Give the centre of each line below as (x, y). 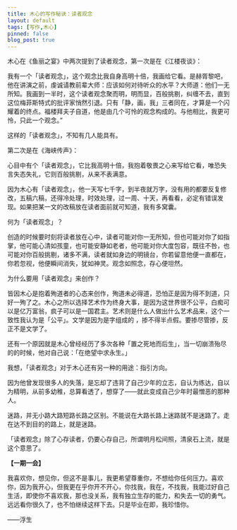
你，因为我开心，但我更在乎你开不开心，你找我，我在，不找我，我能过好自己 (119, 487)
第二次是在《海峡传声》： (43, 151)
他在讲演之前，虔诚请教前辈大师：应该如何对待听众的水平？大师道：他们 (112, 85)
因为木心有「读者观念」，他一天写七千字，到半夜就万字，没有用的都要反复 (114, 189)
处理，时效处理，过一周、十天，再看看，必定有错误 (143, 198)
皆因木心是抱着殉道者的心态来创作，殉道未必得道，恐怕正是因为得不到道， (115, 293)
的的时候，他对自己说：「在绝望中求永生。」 (69, 353)
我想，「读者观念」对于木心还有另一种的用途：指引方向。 (89, 367)
